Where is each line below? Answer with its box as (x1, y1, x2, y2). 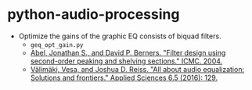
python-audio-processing (7, 5, 180, 23)
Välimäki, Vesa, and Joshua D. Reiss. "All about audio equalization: (30, 64, 244, 74)
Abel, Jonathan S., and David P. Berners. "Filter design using (30, 48, 226, 57)
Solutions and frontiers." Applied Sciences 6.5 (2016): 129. (30, 73, 218, 82)
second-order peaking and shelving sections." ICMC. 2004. (30, 56, 223, 66)
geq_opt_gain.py (30, 41, 84, 49)
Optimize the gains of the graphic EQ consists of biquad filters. (18, 31, 221, 41)
